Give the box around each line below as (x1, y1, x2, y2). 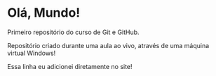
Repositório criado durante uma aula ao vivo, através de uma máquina (7, 41, 210, 50)
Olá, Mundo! (7, 5, 81, 21)
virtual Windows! (7, 49, 56, 57)
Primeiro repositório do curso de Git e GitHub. (7, 28, 140, 36)
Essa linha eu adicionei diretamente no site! (7, 62, 133, 70)
